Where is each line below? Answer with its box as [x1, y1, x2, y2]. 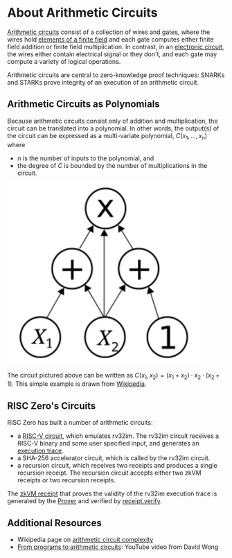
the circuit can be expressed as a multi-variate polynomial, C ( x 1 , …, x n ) [7, 131, 208, 142]
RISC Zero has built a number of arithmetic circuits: [7, 418, 153, 427]
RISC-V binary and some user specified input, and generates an [17, 439, 199, 448]
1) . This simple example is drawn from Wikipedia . [7, 380, 147, 388]
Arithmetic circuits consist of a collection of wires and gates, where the [7, 28, 211, 36]
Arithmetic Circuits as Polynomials [7, 99, 161, 110]
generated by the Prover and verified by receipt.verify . [7, 497, 163, 505]
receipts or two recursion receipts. [17, 476, 116, 484]
